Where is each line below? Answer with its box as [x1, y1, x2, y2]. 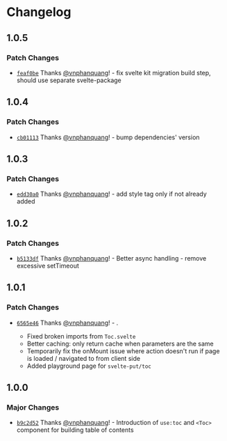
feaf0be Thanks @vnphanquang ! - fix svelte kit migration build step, [16, 68, 211, 77]
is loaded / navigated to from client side [26, 354, 140, 362]
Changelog [6, 4, 72, 20]
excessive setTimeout [16, 261, 79, 270]
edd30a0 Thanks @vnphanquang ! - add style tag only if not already [16, 189, 208, 199]
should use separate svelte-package [16, 76, 122, 84]
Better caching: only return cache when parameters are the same [26, 339, 214, 348]
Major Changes [6, 402, 60, 412]
